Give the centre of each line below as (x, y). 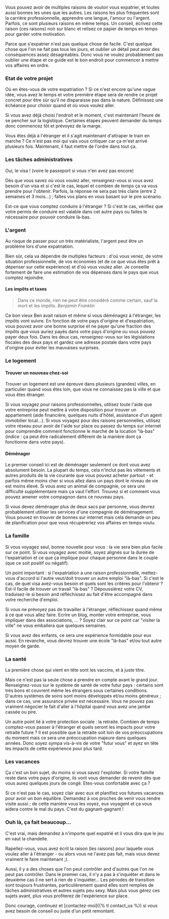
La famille (17, 536)
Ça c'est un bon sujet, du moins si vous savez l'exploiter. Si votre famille (80, 773)
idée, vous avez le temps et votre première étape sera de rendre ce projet (81, 95)
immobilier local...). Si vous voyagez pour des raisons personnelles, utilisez (83, 420)
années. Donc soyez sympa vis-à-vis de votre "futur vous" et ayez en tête (82, 743)
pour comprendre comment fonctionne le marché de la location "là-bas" (80, 431)
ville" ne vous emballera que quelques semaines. (56, 625)
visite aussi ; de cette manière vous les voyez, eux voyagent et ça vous (79, 804)
